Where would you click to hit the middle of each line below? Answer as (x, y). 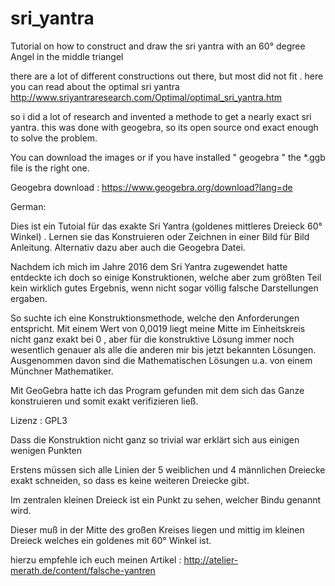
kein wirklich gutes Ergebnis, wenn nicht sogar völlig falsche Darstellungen (164, 288)
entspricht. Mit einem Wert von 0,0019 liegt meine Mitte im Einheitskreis (158, 328)
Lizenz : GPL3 (39, 420)
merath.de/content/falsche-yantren (83, 570)
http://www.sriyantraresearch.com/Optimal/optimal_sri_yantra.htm (146, 97)
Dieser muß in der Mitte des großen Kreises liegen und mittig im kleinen (157, 529)
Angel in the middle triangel (67, 56)
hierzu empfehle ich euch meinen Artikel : (96, 559)
